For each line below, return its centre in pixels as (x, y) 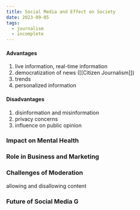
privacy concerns (36, 119)
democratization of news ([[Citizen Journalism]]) (74, 73)
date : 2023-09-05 (28, 17)
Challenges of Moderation (45, 173)
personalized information (45, 86)
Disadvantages (25, 99)
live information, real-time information (61, 66)
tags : (13, 23)
